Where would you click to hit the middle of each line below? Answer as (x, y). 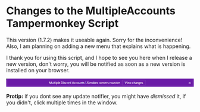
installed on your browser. (38, 70)
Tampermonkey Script (62, 23)
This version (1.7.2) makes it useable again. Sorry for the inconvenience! (94, 40)
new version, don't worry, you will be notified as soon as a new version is (96, 64)
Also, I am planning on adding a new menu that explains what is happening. (99, 46)
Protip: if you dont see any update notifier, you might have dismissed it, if (96, 96)
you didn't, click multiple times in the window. (62, 103)
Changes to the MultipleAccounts (91, 11)
